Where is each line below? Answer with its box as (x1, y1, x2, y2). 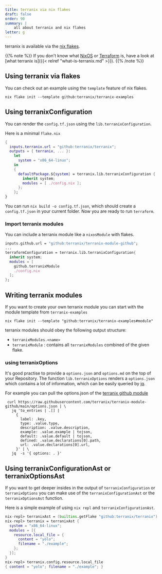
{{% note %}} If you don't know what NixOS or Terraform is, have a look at (5, 53, 154, 59)
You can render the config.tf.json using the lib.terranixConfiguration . (5, 121, 152, 127)
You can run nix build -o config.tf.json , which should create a (5, 203, 136, 209)
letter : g (5, 30, 25, 35)
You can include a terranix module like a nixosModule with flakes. (5, 232, 135, 238)
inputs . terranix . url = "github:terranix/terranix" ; (9, 144, 117, 149)
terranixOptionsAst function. (5, 495, 64, 501)
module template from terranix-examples (5, 309, 88, 315)
